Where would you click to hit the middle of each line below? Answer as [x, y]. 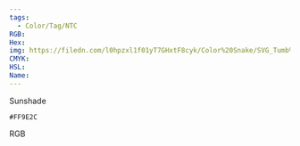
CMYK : [19, 59]
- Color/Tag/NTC [47, 26]
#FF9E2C [24, 117]
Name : [19, 76]
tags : [19, 17]
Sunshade [28, 101]
